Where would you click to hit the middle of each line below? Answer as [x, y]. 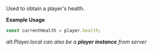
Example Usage [26, 20]
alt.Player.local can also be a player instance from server [76, 42]
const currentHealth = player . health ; [54, 30]
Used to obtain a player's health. [46, 8]
